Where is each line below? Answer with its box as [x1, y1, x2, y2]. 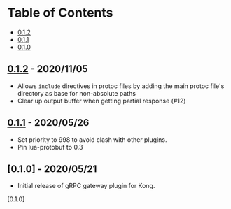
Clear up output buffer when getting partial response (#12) [17, 96, 186, 105]
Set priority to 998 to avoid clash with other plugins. [17, 135, 167, 144]
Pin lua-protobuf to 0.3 [17, 143, 83, 151]
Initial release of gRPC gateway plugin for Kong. [17, 182, 155, 190]
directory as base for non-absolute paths [17, 89, 136, 97]
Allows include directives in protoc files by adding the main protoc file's [17, 82, 225, 90]
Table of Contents [7, 5, 113, 21]
